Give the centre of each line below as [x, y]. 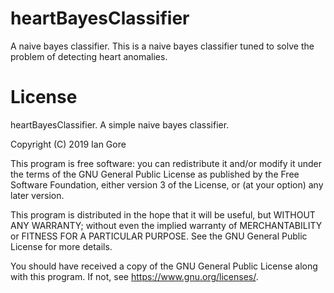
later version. [37, 195]
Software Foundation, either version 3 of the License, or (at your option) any [167, 184]
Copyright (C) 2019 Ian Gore [68, 144]
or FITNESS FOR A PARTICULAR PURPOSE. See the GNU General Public [159, 236]
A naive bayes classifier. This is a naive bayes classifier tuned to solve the [162, 46]
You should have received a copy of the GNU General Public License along [164, 266]
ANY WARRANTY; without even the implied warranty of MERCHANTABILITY [166, 225]
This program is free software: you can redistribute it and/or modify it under [166, 163]
